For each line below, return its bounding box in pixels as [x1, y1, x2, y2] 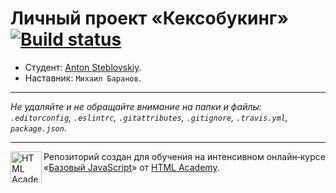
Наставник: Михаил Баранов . [24, 72, 142, 84]
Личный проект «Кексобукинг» [10, 7, 289, 30]
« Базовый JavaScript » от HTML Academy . [43, 161, 220, 173]
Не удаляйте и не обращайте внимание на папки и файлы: [10, 100, 262, 112]
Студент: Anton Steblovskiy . [24, 61, 142, 73]
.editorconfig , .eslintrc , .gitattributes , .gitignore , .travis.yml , [10, 111, 288, 123]
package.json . [10, 122, 67, 134]
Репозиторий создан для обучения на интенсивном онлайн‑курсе [43, 150, 326, 162]
